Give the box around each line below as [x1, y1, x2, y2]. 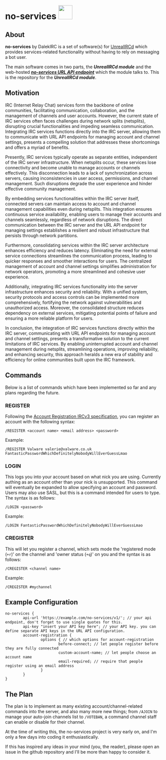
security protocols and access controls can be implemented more [5, 294, 140, 300]
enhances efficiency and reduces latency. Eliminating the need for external [5, 247, 158, 253]
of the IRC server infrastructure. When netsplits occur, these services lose [5, 159, 157, 165]
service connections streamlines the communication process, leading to [5, 253, 152, 258]
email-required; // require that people [58, 659, 143, 664]
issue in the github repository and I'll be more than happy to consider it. [5, 749, 151, 755]
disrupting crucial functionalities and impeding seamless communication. [5, 123, 155, 129]
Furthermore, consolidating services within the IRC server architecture [5, 242, 149, 248]
